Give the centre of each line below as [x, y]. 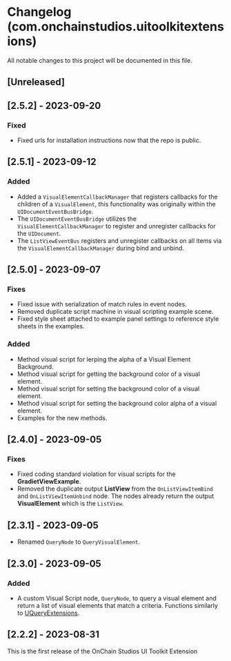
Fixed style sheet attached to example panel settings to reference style [118, 319]
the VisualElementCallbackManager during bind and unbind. [101, 248]
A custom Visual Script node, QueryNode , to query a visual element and [117, 598]
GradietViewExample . [49, 482]
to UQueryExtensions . [48, 613]
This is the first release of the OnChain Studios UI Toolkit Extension [102, 651]
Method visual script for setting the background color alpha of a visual [117, 403]
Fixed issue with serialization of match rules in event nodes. [102, 304]
